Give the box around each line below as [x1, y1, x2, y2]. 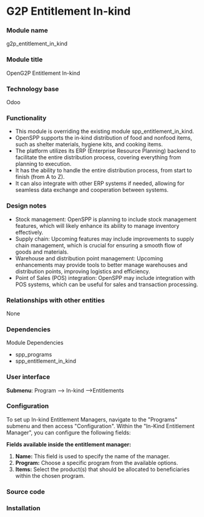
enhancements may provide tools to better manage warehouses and [15, 261, 188, 268]
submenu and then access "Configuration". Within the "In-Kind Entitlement [6, 422, 195, 429]
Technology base [6, 85, 59, 93]
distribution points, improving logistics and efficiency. [15, 268, 151, 275]
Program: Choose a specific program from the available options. [15, 459, 179, 466]
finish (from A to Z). [15, 173, 65, 181]
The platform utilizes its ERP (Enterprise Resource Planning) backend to [15, 147, 196, 154]
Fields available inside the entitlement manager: [6, 440, 132, 448]
